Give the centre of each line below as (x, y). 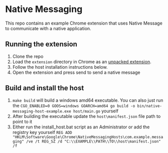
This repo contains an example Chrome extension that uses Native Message (84, 23)
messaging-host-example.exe (42, 111)
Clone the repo (28, 56)
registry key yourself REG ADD (42, 132)
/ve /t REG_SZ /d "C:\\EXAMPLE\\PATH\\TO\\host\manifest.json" (94, 141)
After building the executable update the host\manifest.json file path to (87, 116)
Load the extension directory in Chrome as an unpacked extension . (82, 62)
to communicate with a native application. (48, 28)
